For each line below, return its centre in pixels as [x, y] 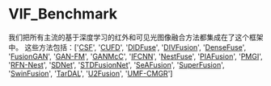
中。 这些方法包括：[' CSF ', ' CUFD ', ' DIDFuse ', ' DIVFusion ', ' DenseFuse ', [127, 47]
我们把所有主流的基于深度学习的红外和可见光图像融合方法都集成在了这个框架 [136, 37]
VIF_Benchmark [63, 14]
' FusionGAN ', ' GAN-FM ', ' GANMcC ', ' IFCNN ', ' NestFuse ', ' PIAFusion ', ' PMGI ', [135, 56]
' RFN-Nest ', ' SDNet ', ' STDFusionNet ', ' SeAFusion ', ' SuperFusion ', [116, 64]
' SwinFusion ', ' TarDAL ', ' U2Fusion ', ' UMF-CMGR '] [91, 73]
